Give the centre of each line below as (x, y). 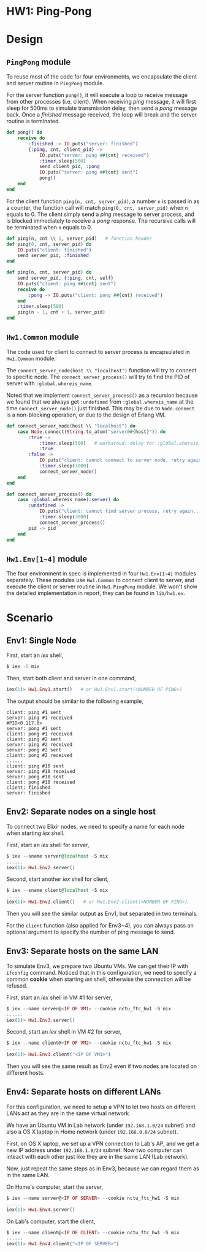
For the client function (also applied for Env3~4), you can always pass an (100, 925)
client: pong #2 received (39, 755)
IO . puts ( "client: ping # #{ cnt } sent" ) (67, 283)
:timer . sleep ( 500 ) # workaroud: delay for (97, 443)
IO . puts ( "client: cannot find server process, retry (108, 511)
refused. (17, 985)
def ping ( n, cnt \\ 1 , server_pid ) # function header (79, 238)
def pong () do (25, 132)
